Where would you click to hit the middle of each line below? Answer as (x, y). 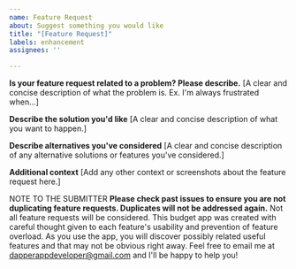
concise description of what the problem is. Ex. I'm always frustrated (134, 93)
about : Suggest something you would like (87, 26)
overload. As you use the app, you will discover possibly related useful (138, 236)
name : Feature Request (51, 17)
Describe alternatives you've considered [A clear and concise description (146, 146)
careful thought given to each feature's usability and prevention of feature (144, 227)
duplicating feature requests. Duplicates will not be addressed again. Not (146, 208)
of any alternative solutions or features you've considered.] (117, 155)
